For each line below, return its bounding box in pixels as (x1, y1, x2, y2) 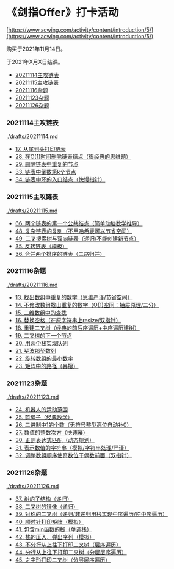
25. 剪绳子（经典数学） (15, 413, 73, 421)
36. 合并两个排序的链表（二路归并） (15, 250, 106, 257)
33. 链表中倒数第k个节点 (15, 169, 76, 176)
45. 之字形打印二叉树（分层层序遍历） (15, 556, 111, 564)
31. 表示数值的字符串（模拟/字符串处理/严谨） (15, 444, 130, 452)
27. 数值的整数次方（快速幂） (15, 429, 89, 437)
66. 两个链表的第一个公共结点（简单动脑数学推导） (15, 219, 143, 227)
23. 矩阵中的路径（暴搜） (15, 362, 79, 369)
